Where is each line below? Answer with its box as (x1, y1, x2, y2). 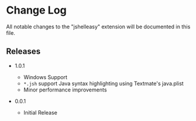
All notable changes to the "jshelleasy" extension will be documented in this (6, 23, 191, 30)
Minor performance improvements (23, 86, 107, 93)
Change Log (6, 4, 67, 17)
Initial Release (23, 109, 58, 116)
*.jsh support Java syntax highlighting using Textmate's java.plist (23, 80, 184, 87)
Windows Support (23, 73, 68, 80)
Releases (6, 47, 41, 57)
